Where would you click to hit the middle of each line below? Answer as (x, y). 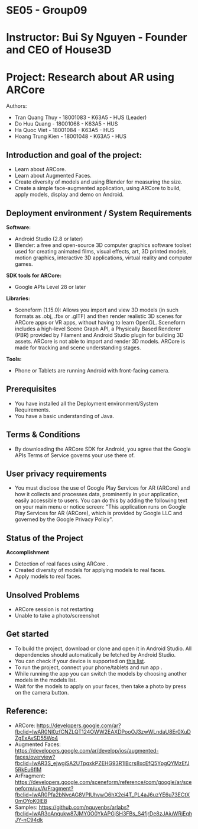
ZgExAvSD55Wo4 (36, 738)
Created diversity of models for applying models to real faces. (90, 570)
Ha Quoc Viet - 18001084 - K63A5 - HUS (64, 130)
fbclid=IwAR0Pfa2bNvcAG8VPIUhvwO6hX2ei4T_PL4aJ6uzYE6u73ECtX (102, 795)
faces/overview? (35, 757)
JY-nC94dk (29, 820)
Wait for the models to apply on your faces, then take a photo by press (100, 686)
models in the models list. (46, 680)
